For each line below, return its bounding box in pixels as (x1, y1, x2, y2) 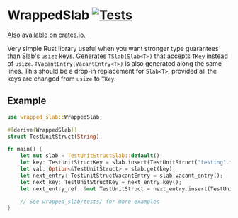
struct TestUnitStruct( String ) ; (7, 133, 103, 140)
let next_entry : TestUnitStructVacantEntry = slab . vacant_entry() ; (20, 172, 223, 179)
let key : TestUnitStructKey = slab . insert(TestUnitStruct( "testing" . (20, 159, 230, 166)
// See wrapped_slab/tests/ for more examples (20, 198, 160, 205)
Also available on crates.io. (7, 30, 86, 39)
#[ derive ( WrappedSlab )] (7, 126, 78, 134)
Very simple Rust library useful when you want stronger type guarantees (7, 44, 219, 52)
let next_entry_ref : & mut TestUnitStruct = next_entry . (20, 185, 189, 193)
